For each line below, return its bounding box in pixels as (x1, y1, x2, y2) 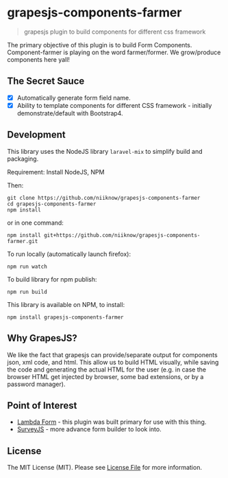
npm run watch (7, 263, 48, 270)
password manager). (7, 380, 66, 388)
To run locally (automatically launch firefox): (7, 249, 131, 258)
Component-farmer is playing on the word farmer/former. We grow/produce (7, 48, 221, 56)
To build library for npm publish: (7, 275, 97, 283)
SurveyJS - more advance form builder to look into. (16, 425, 162, 433)
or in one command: (7, 218, 64, 227)
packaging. (7, 155, 39, 163)
